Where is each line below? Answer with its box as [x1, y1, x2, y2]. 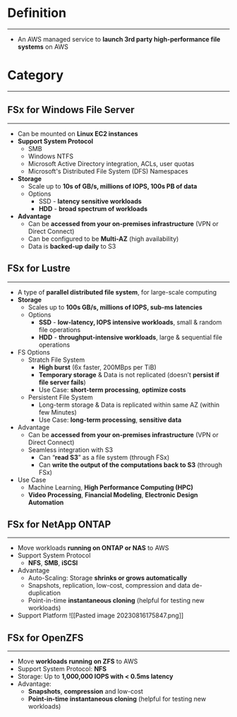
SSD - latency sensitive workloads [38, 196, 142, 206]
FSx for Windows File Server [7, 104, 135, 116]
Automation [28, 498, 64, 506]
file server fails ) [38, 378, 86, 386]
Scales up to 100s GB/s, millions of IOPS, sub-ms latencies [28, 302, 203, 312]
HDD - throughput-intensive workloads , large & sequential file [38, 333, 223, 341]
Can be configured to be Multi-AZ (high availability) [28, 235, 179, 243]
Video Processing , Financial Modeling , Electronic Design [28, 490, 198, 499]
